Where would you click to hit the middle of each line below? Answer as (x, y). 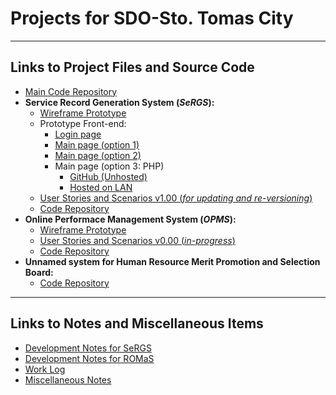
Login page (78, 134)
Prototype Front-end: (83, 123)
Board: (39, 272)
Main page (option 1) (97, 144)
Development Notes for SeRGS (88, 348)
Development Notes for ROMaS (89, 358)
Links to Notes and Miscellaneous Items (137, 323)
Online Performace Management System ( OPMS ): (130, 219)
